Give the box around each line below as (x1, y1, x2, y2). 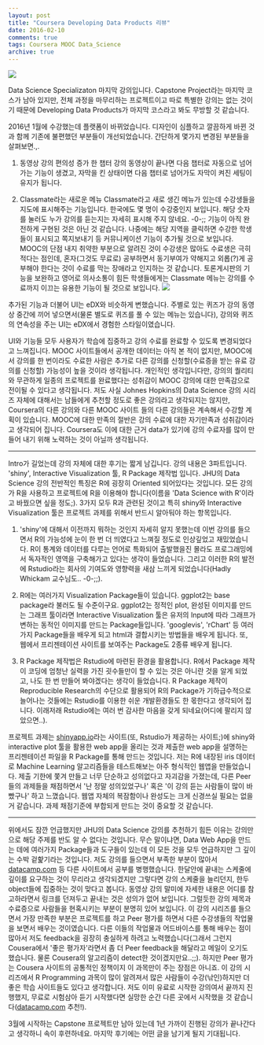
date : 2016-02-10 (8, 26, 65, 34)
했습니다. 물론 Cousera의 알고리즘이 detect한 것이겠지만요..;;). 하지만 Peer (8, 953, 239, 962)
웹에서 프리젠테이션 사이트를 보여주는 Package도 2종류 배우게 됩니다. (19, 640, 233, 649)
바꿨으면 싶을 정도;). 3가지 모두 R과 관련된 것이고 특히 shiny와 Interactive (16, 498, 242, 508)
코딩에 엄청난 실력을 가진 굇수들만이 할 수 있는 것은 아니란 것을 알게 (27, 667, 233, 675)
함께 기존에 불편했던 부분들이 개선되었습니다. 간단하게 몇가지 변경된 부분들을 (16, 131, 250, 141)
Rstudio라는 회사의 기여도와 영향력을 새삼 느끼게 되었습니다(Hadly (27, 564, 232, 573)
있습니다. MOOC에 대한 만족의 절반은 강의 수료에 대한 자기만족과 (22, 415, 221, 424)
